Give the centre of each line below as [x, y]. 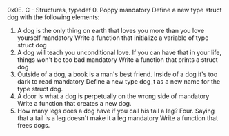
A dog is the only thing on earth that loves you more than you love [111, 31]
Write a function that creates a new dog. [74, 103]
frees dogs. [33, 125]
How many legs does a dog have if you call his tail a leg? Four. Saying [116, 111]
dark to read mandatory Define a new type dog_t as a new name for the [119, 81]
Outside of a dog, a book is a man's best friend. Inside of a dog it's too [117, 74]
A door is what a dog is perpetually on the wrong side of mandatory [113, 96]
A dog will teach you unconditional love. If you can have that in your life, [119, 52]
